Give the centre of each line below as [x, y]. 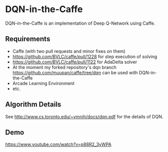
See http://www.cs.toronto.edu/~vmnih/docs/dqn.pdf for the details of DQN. [84, 116]
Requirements [28, 39]
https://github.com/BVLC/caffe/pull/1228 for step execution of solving [85, 56]
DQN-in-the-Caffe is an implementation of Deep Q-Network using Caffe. [80, 23]
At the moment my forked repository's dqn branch [64, 67]
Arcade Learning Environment [43, 83]
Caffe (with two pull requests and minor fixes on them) [69, 51]
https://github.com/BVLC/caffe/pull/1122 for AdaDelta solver [75, 62]
